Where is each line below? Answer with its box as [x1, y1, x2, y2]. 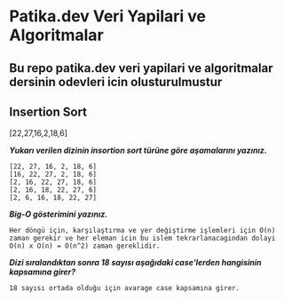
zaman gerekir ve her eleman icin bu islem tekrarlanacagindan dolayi [9, 234, 276, 243]
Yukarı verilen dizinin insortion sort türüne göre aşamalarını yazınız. [9, 145, 268, 156]
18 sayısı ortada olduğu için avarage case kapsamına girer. [9, 284, 241, 293]
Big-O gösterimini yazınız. [9, 209, 108, 219]
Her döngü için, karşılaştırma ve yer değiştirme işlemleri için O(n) [9, 226, 276, 235]
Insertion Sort [9, 104, 87, 119]
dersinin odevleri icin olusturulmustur [9, 74, 223, 90]
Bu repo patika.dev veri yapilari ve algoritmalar [9, 60, 273, 75]
